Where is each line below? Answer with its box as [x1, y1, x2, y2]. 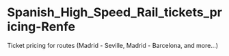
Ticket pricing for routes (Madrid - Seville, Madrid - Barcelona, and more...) [7, 41, 219, 49]
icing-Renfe [7, 19, 76, 34]
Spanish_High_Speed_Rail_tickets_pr [7, 5, 222, 20]
